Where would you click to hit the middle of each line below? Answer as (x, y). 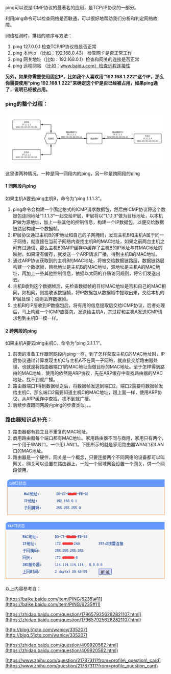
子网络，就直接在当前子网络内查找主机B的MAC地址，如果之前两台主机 (87, 241)
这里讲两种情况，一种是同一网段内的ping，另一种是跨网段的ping (73, 173)
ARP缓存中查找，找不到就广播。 (60, 399)
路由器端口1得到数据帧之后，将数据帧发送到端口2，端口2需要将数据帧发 (88, 386)
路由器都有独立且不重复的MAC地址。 (51, 432)
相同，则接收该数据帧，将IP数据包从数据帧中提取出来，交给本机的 (95, 292)
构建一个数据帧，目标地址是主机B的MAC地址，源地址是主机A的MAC (84, 267)
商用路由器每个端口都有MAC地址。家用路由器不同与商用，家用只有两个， (89, 438)
